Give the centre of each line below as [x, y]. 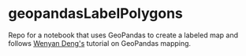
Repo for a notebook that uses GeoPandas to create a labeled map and [123, 35]
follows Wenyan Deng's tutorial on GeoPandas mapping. [100, 43]
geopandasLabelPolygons [96, 14]
